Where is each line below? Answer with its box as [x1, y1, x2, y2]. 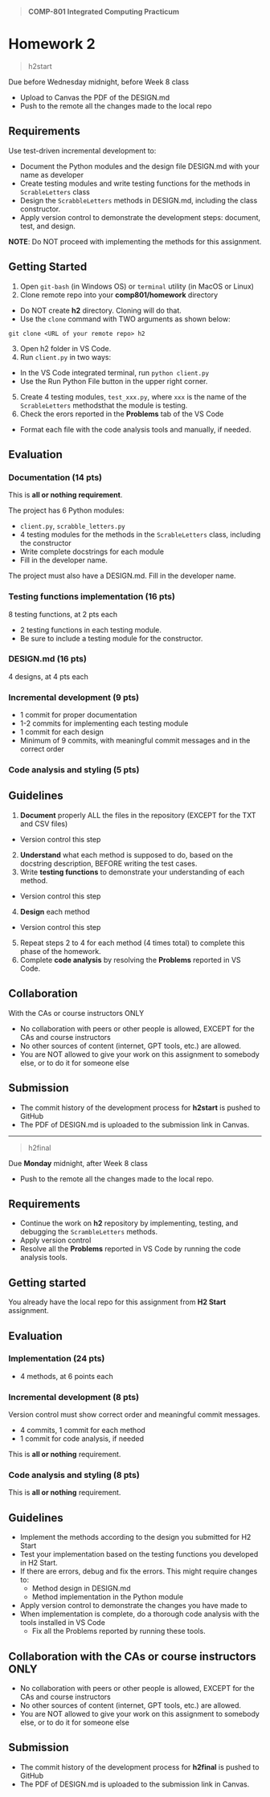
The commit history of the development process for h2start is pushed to [19, 1103, 261, 1112]
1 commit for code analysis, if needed [19, 1434, 145, 1443]
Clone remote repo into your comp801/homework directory [19, 289, 219, 300]
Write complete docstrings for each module [19, 546, 165, 557]
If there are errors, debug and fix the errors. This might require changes [19, 1566, 258, 1576]
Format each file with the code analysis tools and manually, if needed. [19, 424, 252, 434]
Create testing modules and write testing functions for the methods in [19, 178, 251, 188]
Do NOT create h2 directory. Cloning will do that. [19, 305, 182, 315]
